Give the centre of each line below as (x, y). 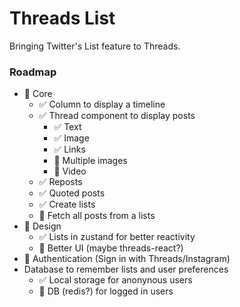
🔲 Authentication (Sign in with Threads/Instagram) (127, 259)
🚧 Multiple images (90, 161)
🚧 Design (42, 226)
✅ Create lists (67, 204)
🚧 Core (38, 94)
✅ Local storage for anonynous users (115, 280)
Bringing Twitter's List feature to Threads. (95, 46)
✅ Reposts (60, 182)
